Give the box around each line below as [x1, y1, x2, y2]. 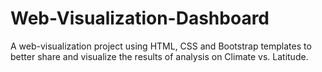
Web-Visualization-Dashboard [10, 7, 270, 30]
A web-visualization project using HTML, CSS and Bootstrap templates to [10, 40, 312, 52]
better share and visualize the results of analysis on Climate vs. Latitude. [10, 50, 309, 62]
